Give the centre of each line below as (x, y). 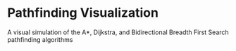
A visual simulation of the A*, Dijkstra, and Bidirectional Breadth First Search (118, 32)
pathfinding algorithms (40, 39)
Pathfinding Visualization (83, 13)
